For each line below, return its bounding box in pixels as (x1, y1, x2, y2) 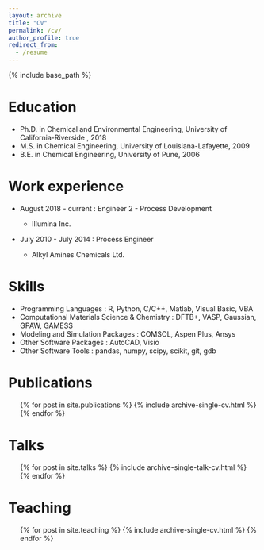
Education (8, 98, 77, 116)
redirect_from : (8, 41, 59, 49)
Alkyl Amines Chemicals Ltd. (31, 249, 125, 259)
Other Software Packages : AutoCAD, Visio (19, 337, 160, 347)
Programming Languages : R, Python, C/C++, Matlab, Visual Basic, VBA (19, 303, 254, 313)
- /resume (15, 48, 48, 56)
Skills (8, 278, 45, 296)
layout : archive (8, 11, 62, 20)
